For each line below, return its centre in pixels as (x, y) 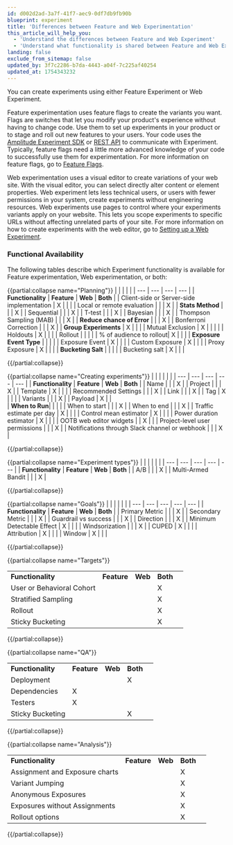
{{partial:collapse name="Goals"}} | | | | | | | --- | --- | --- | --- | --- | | (105, 503)
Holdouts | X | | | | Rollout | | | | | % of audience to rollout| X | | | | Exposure (114, 335)
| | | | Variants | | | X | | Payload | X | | (60, 398)
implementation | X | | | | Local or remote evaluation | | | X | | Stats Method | (115, 305)
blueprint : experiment (40, 20)
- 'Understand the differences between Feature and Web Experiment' (114, 40)
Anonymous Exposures (49, 794)
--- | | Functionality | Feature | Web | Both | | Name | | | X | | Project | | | (118, 383)
